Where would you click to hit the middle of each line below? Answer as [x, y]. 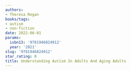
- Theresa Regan [22, 14]
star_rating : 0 [21, 56]
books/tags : [17, 19]
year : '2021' [23, 47]
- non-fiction [20, 28]
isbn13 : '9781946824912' [35, 42]
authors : [14, 10]
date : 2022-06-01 [23, 33]
